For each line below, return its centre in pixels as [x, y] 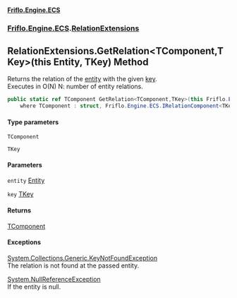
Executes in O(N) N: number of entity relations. [75, 87]
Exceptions [24, 242]
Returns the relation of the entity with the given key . [82, 79]
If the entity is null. [34, 287]
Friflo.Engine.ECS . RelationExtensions [73, 28]
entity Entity [26, 181]
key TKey [20, 194]
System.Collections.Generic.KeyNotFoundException [82, 258]
